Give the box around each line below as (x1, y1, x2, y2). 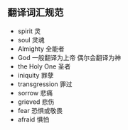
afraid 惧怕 (17, 115, 50, 124)
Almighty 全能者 (17, 45, 65, 53)
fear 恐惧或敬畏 (17, 106, 63, 114)
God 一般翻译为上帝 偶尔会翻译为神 (17, 53, 122, 61)
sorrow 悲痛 (17, 88, 53, 97)
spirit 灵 (17, 27, 41, 35)
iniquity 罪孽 (17, 71, 54, 79)
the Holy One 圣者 (17, 62, 71, 71)
